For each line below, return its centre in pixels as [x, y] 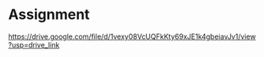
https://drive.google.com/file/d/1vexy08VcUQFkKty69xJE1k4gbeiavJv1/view [132, 36]
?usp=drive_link [34, 44]
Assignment [49, 15]
